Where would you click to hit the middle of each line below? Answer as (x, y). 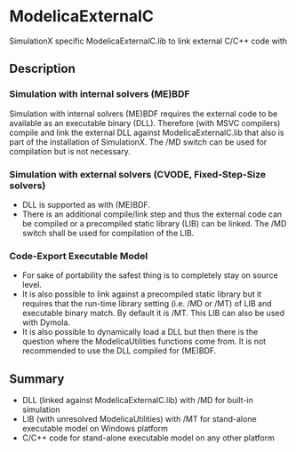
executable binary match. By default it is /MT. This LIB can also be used (153, 313)
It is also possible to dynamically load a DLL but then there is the (140, 332)
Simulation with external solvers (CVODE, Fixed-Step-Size (138, 174)
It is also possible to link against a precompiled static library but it (142, 294)
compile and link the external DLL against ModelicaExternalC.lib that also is (147, 132)
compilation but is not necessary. (70, 151)
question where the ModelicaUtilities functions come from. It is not (144, 341)
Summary (37, 379)
